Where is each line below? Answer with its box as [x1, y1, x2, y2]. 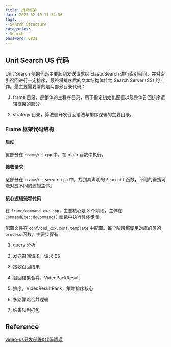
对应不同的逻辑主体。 [9, 183, 55, 189]
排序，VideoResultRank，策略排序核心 [12, 285, 93, 291]
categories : [5, 27, 31, 32]
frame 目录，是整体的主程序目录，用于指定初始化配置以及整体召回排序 [12, 94, 161, 100]
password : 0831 [5, 36, 38, 41]
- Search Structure [5, 21, 47, 27]
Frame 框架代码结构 [5, 126, 54, 133]
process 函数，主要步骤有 [5, 231, 59, 237]
